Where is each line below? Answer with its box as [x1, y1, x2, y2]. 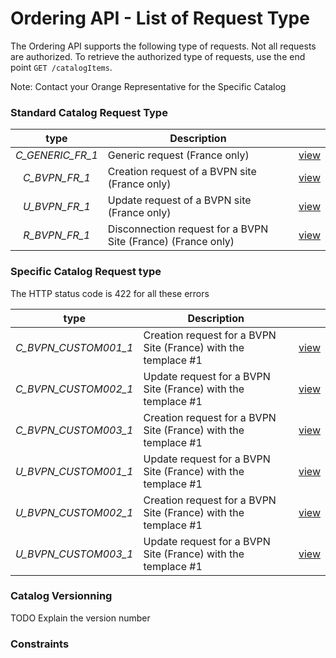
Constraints [10, 637, 70, 651]
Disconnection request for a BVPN [107, 222, 269, 236]
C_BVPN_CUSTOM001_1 [15, 340, 134, 354]
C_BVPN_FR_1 [22, 171, 91, 185]
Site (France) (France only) [107, 235, 235, 249]
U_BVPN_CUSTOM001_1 [15, 464, 134, 478]
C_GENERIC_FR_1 [15, 148, 98, 162]
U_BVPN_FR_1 [22, 200, 91, 214]
